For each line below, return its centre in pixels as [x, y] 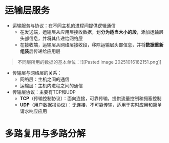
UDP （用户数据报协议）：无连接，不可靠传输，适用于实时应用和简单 [91, 105]
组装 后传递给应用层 [40, 51]
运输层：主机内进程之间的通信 [51, 85]
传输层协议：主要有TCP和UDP [44, 92]
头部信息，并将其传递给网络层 [51, 38]
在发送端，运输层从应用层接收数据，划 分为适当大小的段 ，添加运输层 [92, 32]
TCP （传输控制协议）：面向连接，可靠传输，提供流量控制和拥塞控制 [91, 98]
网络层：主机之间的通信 [45, 79]
